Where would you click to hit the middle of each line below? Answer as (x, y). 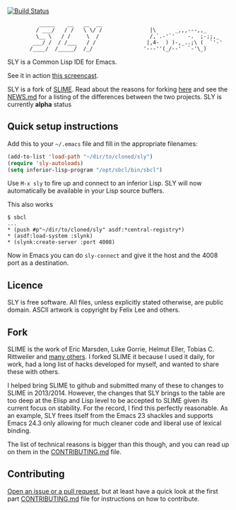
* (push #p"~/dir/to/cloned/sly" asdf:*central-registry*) (96, 230)
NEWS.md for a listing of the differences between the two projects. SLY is (115, 97)
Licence (25, 285)
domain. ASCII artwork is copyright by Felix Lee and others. (94, 310)
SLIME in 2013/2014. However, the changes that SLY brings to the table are (116, 393)
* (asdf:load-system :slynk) (50, 236)
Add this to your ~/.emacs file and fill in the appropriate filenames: (102, 143)
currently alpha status (40, 104)
